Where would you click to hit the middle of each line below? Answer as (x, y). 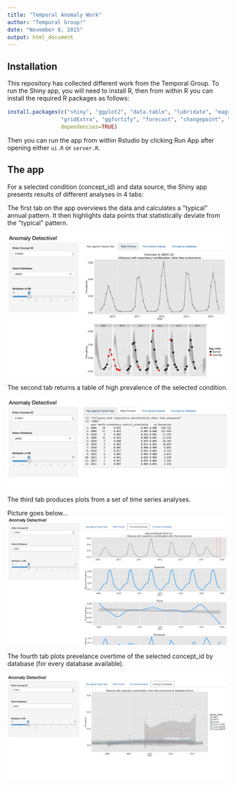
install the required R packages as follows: (68, 98)
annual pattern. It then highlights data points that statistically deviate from (114, 215)
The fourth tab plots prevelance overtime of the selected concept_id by (110, 656)
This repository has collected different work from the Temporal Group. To (113, 84)
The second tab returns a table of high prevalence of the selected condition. (118, 388)
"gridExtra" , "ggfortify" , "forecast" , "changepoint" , (143, 119)
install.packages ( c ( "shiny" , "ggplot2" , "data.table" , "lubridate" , (110, 112)
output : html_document (40, 37)
